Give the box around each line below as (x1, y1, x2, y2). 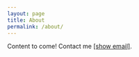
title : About (7, 17, 45, 24)
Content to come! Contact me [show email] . (7, 42, 132, 51)
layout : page (7, 10, 45, 17)
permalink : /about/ (7, 23, 64, 30)
